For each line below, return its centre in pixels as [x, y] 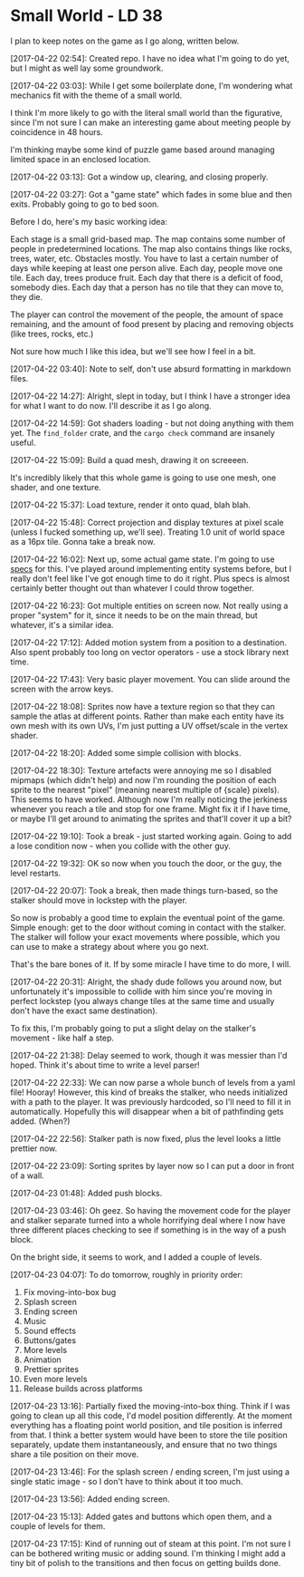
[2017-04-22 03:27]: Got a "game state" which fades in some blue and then [151, 194]
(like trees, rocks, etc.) [52, 334]
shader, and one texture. [56, 487]
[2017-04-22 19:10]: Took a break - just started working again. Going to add [151, 836]
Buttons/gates [49, 1340]
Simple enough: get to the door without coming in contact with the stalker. [148, 927]
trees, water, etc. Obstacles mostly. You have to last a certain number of [145, 258]
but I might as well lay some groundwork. [87, 68]
